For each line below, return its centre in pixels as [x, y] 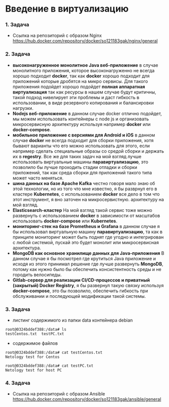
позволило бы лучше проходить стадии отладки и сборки [75, 167]
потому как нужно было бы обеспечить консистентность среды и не [87, 269]
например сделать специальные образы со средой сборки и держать [88, 151]
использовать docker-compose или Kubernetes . [65, 221]
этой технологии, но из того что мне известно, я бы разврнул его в [85, 189]
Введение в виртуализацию [67, 9]
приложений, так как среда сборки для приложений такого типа [82, 172]
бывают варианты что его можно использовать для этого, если [81, 146]
